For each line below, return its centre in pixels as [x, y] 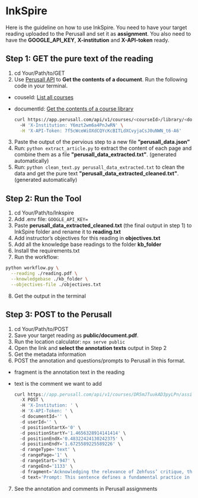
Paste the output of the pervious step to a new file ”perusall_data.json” [102, 142]
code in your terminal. [41, 86]
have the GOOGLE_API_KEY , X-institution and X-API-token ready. [87, 40]
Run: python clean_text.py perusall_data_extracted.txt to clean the [99, 167]
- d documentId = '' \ [44, 417]
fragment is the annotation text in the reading [69, 372]
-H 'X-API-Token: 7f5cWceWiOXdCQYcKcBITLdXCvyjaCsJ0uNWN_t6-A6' [101, 131]
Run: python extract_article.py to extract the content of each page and [103, 148]
